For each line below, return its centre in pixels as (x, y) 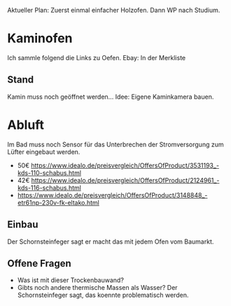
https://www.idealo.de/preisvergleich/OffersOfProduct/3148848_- (112, 195)
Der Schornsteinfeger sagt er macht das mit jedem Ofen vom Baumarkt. (111, 242)
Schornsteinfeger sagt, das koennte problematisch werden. (103, 295)
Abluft (26, 125)
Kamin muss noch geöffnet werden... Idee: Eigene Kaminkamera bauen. (111, 97)
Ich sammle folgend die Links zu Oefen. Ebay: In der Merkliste (97, 57)
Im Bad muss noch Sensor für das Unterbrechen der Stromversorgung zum (115, 144)
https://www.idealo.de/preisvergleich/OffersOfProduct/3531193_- (125, 165)
